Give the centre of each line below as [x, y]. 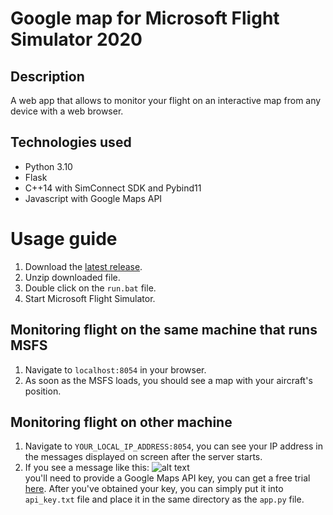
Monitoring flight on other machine [121, 422]
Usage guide [64, 239]
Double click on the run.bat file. [90, 288]
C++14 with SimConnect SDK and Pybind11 [113, 188]
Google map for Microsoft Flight [145, 18]
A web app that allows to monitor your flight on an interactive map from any [166, 100]
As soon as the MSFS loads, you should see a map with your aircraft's [168, 380]
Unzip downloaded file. [72, 277]
